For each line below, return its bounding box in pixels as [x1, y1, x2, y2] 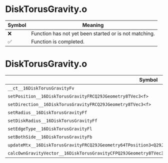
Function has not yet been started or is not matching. [30, 30, 155, 37]
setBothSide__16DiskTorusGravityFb [7, 134, 92, 139]
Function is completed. [30, 38, 85, 45]
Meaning [82, 21, 104, 28]
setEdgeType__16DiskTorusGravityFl [7, 126, 92, 131]
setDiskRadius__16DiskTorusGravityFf [7, 117, 97, 123]
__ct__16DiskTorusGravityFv [7, 85, 74, 91]
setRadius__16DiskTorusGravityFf [7, 109, 87, 115]
